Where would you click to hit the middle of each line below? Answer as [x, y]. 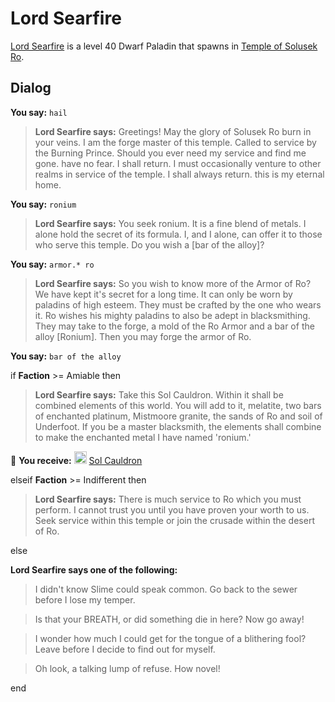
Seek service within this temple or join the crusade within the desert [174, 520]
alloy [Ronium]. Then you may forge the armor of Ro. [143, 336]
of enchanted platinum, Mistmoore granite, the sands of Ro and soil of [178, 416]
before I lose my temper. [85, 599]
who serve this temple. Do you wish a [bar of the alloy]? [149, 244]
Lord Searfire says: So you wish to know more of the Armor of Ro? [173, 283]
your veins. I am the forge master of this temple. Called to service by [175, 142]
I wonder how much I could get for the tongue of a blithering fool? [170, 638]
